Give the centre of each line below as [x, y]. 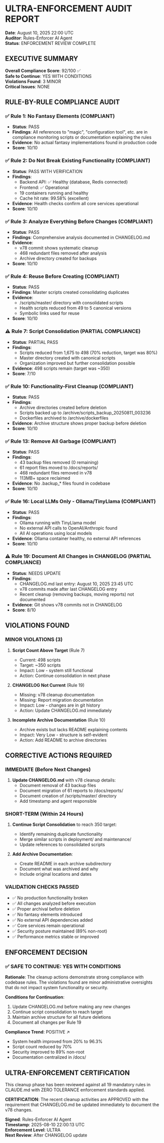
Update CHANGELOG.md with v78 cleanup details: [64, 780]
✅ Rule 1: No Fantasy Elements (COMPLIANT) [60, 116]
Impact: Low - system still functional [56, 670]
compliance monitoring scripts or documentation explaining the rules [82, 137]
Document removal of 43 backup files [58, 786]
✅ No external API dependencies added [53, 920]
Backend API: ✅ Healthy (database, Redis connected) [74, 182]
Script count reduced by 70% [42, 1047]
